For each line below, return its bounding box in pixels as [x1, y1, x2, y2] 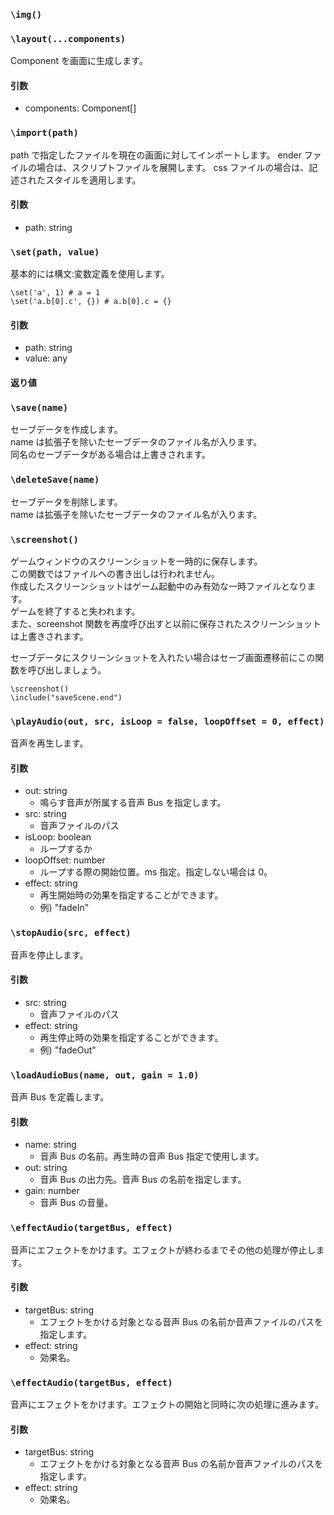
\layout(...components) [10, 33, 127, 44]
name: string [24, 1139, 77, 1151]
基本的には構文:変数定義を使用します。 [10, 268, 170, 280]
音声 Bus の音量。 [39, 1197, 114, 1209]
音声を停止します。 [10, 949, 89, 961]
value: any [24, 352, 68, 364]
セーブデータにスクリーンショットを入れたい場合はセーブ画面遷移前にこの [10, 651, 316, 663]
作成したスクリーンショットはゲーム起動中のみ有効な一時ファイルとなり [10, 580, 308, 592]
